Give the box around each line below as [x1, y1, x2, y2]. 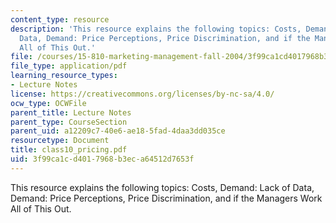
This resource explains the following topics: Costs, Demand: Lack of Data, [10, 181, 315, 193]
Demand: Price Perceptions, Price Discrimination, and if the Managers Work [10, 192, 323, 204]
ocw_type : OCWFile [10, 98, 87, 108]
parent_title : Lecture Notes [10, 107, 132, 118]
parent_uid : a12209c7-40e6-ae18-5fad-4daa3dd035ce [10, 126, 226, 136]
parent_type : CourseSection [10, 117, 128, 127]
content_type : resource [10, 14, 110, 25]
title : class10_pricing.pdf [10, 145, 128, 155]
